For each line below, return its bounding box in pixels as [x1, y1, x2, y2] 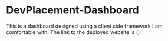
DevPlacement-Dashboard [6, 3, 140, 17]
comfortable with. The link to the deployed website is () [6, 28, 140, 35]
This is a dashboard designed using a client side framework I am [6, 23, 163, 29]
